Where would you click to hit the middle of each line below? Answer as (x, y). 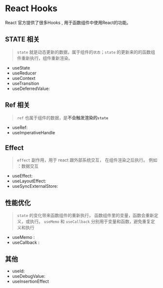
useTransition (26, 83)
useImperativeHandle (33, 132)
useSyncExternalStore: (35, 186)
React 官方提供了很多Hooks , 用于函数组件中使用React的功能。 (68, 22)
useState (21, 68)
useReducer (24, 73)
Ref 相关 (18, 105)
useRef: (20, 127)
